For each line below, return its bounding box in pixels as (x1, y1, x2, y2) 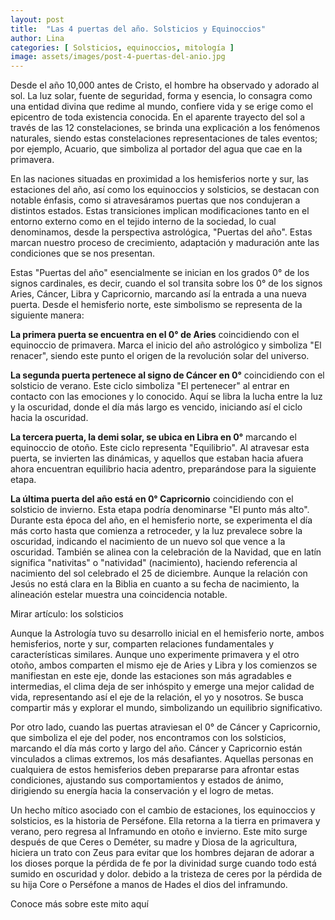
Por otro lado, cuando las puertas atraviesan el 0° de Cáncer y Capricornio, (10, 721, 321, 733)
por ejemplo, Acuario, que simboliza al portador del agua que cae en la (10, 143, 303, 155)
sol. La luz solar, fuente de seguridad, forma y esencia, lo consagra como (10, 90, 313, 102)
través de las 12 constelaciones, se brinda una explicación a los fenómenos (10, 122, 321, 134)
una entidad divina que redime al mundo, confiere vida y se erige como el (10, 101, 314, 113)
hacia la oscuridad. (10, 412, 89, 424)
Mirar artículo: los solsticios (10, 608, 124, 620)
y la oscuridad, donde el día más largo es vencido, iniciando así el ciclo (10, 401, 303, 413)
